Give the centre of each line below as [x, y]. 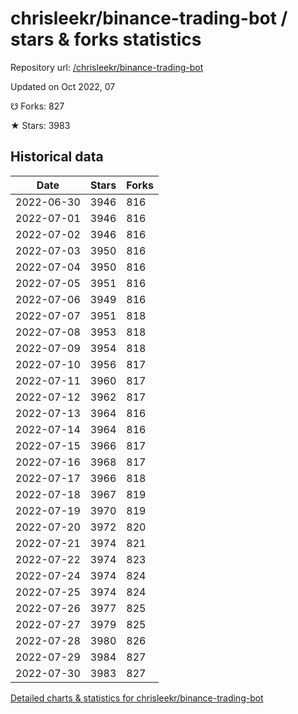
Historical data [57, 157]
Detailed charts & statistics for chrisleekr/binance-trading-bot [137, 698]
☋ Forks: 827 [37, 106]
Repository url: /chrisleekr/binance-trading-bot [107, 67]
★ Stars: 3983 [40, 125]
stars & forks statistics [106, 39]
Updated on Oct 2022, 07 [63, 86]
